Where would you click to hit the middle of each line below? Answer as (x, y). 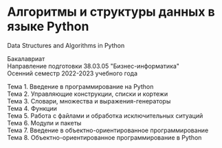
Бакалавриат (26, 58)
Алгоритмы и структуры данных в (111, 12)
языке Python (48, 26)
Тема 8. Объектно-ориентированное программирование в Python (104, 137)
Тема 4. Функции (32, 108)
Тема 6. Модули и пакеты (44, 123)
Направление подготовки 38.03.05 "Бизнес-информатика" (93, 66)
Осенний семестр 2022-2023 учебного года (73, 73)
